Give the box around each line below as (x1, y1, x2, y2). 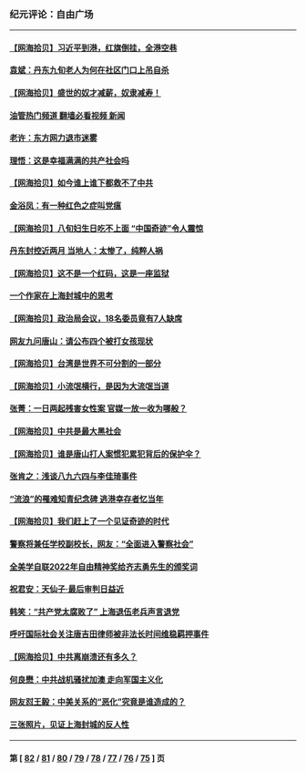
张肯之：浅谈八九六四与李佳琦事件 (9, 471, 138, 482)
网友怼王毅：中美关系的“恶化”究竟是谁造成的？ (9, 696, 187, 707)
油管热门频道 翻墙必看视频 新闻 (9, 109, 126, 120)
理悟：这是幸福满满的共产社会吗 (9, 155, 129, 166)
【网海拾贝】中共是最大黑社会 (9, 426, 121, 437)
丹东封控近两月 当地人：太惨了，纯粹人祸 (9, 245, 164, 256)
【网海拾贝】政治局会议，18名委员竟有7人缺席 (9, 313, 183, 324)
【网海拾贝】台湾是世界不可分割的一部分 (9, 358, 161, 369)
